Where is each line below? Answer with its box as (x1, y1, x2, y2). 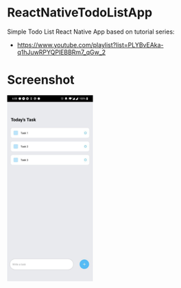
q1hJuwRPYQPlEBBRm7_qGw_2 (16, 48, 106, 56)
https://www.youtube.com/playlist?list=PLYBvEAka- (16, 40, 164, 49)
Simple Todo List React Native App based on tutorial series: (7, 27, 175, 36)
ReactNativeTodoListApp (7, 5, 153, 21)
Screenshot (7, 72, 75, 88)
